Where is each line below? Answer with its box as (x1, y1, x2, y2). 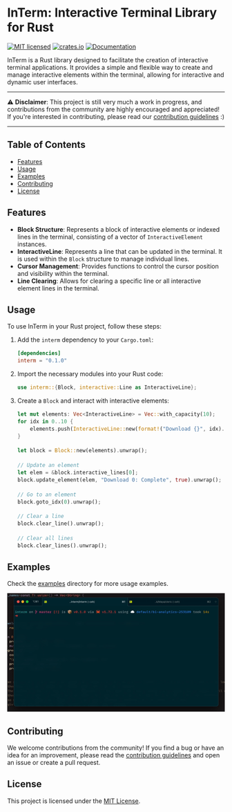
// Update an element (17, 462, 79, 469)
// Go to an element (17, 491, 77, 498)
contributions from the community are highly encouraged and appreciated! (7, 105, 220, 113)
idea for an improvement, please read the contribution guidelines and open (7, 751, 220, 759)
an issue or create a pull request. (7, 759, 101, 767)
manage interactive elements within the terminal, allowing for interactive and (7, 71, 224, 79)
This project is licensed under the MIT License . (7, 797, 141, 805)
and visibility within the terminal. (17, 269, 109, 277)
